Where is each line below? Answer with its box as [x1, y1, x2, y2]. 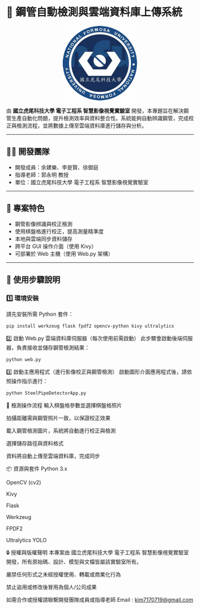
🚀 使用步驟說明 [6, 275, 61, 285]
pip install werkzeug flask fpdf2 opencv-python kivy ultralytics [6, 323, 174, 330]
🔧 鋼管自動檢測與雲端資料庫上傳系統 [6, 5, 183, 19]
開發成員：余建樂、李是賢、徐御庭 [14, 163, 99, 170]
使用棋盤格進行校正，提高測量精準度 [14, 228, 104, 235]
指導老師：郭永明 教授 [14, 171, 69, 178]
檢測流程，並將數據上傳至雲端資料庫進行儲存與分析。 [16, 122, 147, 129]
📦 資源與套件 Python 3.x [6, 465, 67, 472]
